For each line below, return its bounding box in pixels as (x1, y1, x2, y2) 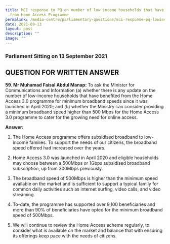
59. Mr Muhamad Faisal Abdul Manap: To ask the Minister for (5, 82, 135, 88)
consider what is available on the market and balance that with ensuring (12, 227, 163, 233)
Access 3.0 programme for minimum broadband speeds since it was (5, 98, 148, 104)
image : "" (5, 36, 26, 41)
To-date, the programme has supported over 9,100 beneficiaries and (12, 201, 155, 207)
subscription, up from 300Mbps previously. (12, 165, 103, 171)
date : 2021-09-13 (5, 21, 42, 27)
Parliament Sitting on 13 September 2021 (5, 52, 107, 59)
